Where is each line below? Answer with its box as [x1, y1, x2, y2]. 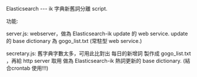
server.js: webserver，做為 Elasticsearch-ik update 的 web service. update [6, 30, 188, 37]
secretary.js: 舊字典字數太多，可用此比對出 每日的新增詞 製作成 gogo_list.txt [6, 50, 191, 57]
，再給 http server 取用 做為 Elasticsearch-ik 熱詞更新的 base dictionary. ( [6, 58, 185, 64]
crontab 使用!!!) [11, 65, 49, 72]
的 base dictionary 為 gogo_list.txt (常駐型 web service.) [6, 38, 142, 44]
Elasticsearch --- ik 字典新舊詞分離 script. [6, 5, 108, 12]
